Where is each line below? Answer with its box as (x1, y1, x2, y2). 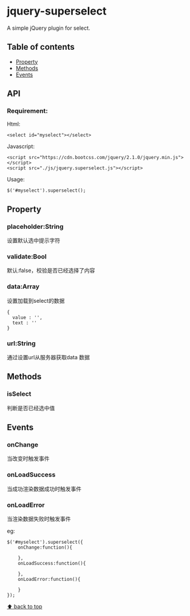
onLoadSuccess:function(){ (18, 560, 86, 566)
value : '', (12, 314, 43, 320)
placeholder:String (7, 222, 64, 231)
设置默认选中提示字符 (7, 237, 60, 244)
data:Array (7, 282, 40, 291)
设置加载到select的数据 (7, 297, 65, 304)
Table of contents (7, 42, 75, 52)
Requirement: (7, 107, 48, 115)
